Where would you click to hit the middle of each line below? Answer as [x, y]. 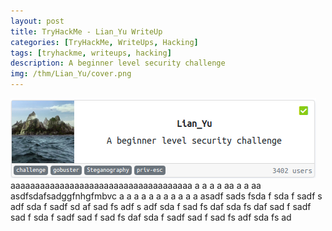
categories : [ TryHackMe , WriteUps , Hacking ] [104, 42]
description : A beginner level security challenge [118, 63]
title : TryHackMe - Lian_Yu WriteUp [86, 31]
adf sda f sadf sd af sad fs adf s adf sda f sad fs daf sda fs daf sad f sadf [161, 206]
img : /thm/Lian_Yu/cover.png [71, 74]
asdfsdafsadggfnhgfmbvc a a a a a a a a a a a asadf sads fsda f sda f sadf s [166, 196]
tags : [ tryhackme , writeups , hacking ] [91, 53]
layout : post [37, 21]
